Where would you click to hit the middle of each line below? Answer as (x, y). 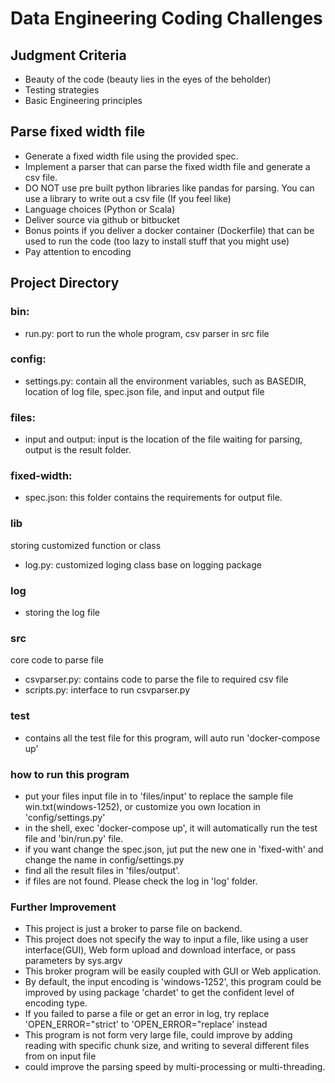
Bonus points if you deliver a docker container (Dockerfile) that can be (169, 230)
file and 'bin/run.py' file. (74, 838)
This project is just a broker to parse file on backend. (133, 929)
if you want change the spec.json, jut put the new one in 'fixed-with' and (174, 849)
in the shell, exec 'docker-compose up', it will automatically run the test (171, 828)
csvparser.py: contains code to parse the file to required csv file (156, 679)
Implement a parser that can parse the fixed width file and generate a (167, 166)
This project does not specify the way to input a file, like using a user (166, 939)
